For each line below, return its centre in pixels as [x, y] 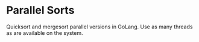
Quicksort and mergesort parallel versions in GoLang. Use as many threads [99, 27]
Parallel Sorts [40, 10]
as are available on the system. [45, 33]
